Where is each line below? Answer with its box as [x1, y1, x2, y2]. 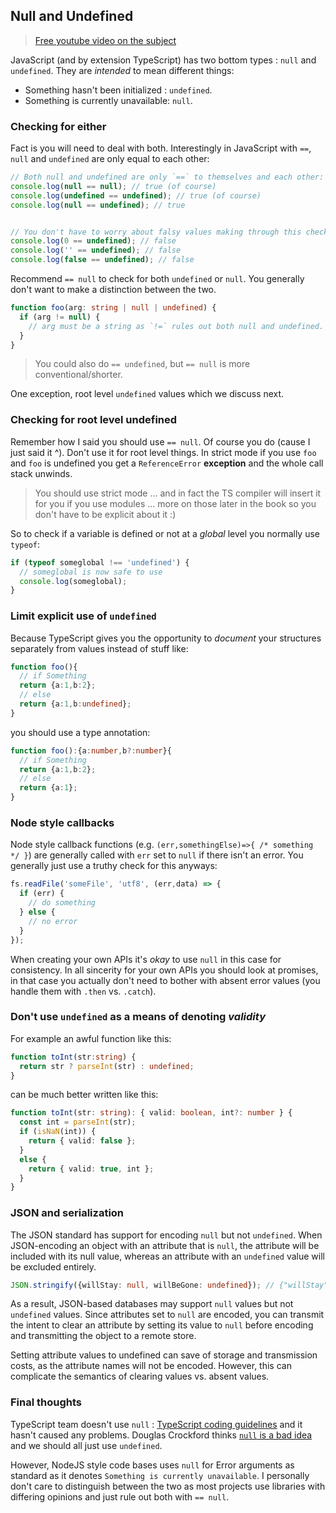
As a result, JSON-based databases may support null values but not [10, 1298, 294, 1310]
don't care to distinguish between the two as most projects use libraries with [10, 1480, 326, 1492]
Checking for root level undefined [10, 413, 178, 427]
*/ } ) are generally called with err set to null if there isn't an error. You [10, 849, 304, 861]
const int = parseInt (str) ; [19, 1117, 137, 1128]
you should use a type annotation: [10, 726, 151, 738]
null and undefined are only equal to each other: [10, 153, 210, 165]
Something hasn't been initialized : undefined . [24, 84, 213, 96]
